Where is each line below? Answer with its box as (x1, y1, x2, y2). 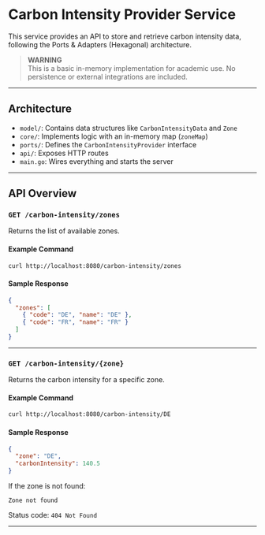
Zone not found (8, 496, 58, 505)
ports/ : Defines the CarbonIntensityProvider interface (19, 139, 197, 149)
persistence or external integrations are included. (27, 72, 188, 81)
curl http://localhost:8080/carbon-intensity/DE (8, 411, 171, 418)
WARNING (27, 55, 62, 65)
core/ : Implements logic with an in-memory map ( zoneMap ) (19, 132, 209, 141)
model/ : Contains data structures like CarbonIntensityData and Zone (19, 123, 238, 132)
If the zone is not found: (8, 481, 86, 491)
